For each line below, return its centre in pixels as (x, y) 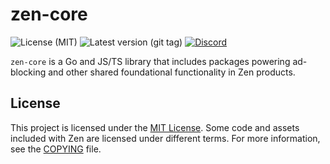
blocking (28, 72)
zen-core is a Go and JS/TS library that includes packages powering (150, 61)
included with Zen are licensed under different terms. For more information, (165, 138)
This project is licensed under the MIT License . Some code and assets (155, 127)
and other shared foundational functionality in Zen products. (172, 72)
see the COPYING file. (56, 149)
